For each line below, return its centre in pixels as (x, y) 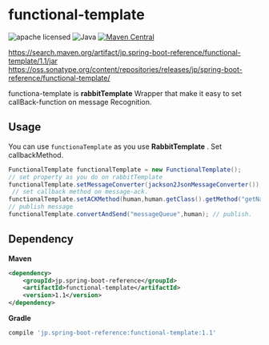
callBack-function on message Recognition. (80, 102)
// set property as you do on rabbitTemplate (85, 177)
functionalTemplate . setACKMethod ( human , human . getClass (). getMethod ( (125, 199)
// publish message (41, 207)
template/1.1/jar (33, 61)
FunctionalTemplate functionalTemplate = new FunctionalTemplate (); (125, 170)
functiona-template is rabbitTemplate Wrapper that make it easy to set (125, 93)
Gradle (20, 319)
